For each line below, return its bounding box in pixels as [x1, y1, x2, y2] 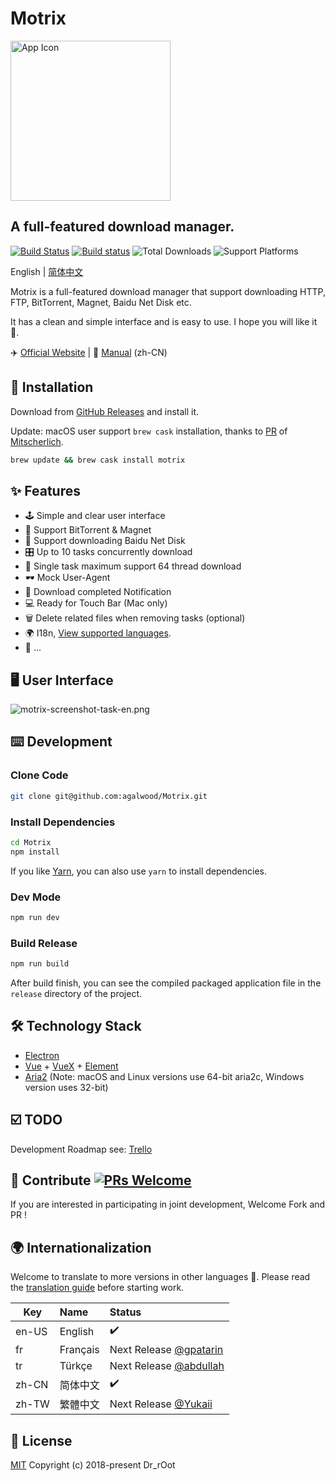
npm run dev [10, 912, 60, 922]
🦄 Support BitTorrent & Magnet [24, 524, 152, 536]
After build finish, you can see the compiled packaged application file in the [10, 977, 322, 989]
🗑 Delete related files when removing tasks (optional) [24, 612, 246, 624]
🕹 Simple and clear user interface [24, 510, 166, 522]
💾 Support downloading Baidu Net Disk [24, 535, 186, 547]
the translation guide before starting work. [10, 1282, 185, 1294]
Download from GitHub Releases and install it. [10, 405, 200, 417]
